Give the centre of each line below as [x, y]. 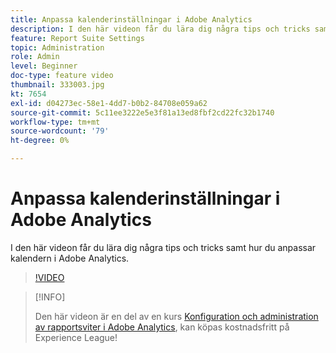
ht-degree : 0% [40, 141]
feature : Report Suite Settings [77, 38]
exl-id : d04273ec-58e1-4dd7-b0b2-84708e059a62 [109, 103]
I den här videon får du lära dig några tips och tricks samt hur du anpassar [163, 247]
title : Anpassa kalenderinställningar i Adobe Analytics [131, 19]
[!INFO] [50, 297]
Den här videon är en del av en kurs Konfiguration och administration [176, 316]
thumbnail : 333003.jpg [57, 85]
